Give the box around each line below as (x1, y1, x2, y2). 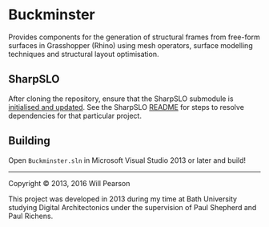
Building (8, 134, 50, 148)
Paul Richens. (8, 211, 54, 221)
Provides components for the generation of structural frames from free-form (8, 32, 260, 42)
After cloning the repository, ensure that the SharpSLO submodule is (8, 94, 234, 103)
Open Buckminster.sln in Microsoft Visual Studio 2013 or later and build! (8, 155, 247, 165)
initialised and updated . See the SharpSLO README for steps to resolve (8, 102, 244, 111)
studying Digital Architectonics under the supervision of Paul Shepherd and (8, 202, 257, 212)
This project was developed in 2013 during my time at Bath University (8, 194, 238, 204)
